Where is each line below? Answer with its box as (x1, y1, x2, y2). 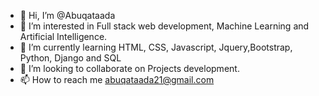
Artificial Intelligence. (19, 31, 108, 42)
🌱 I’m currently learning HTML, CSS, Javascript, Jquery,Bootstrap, (19, 41, 293, 53)
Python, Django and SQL (19, 52, 122, 64)
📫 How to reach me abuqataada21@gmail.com (19, 74, 215, 85)
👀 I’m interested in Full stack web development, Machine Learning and (19, 20, 310, 32)
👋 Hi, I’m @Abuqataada (19, 10, 116, 21)
